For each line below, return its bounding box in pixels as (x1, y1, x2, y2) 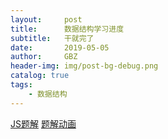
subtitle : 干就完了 (10, 33, 95, 43)
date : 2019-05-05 (10, 42, 110, 53)
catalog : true (10, 71, 70, 81)
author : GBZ (10, 52, 78, 62)
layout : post (10, 14, 83, 25)
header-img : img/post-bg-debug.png (10, 61, 159, 71)
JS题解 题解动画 (10, 117, 77, 130)
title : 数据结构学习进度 (10, 24, 125, 34)
